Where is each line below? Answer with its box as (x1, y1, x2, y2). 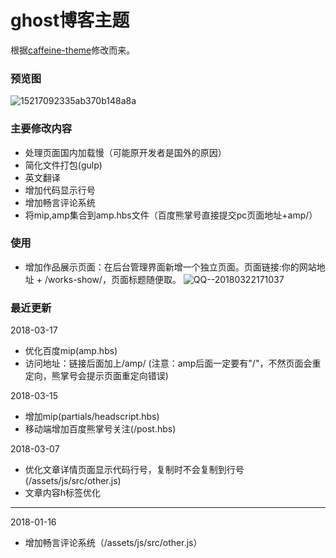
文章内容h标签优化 (24, 487, 102, 499)
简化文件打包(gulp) (24, 159, 103, 171)
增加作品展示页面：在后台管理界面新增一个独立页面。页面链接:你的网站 (24, 261, 317, 273)
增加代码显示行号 (24, 184, 96, 196)
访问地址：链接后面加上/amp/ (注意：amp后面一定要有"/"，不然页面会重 (24, 357, 322, 370)
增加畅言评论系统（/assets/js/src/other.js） (24, 537, 203, 549)
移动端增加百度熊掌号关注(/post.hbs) (24, 423, 177, 435)
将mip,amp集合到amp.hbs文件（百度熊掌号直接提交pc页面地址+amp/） (24, 209, 318, 221)
